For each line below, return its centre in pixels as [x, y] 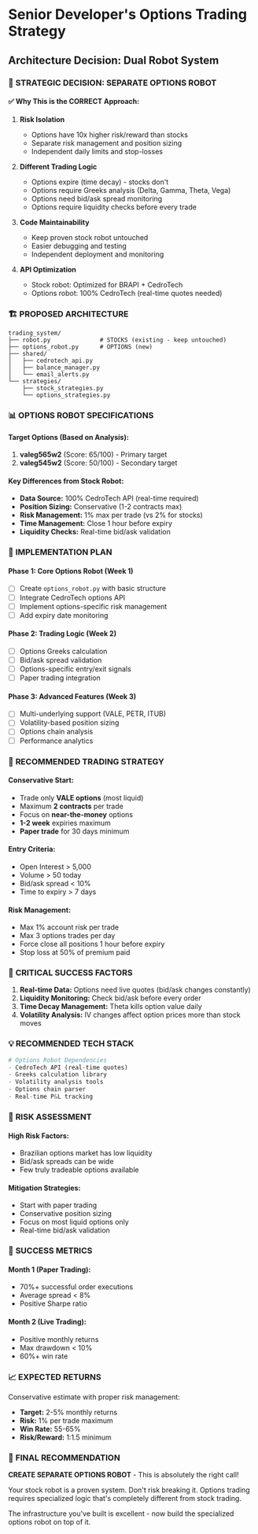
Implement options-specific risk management [93, 606]
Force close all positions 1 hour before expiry [92, 944]
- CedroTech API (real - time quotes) [68, 1067]
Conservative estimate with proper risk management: [94, 1397]
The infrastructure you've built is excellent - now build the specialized [121, 1514]
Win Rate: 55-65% [50, 1429]
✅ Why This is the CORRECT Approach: [74, 102]
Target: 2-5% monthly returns [68, 1412]
